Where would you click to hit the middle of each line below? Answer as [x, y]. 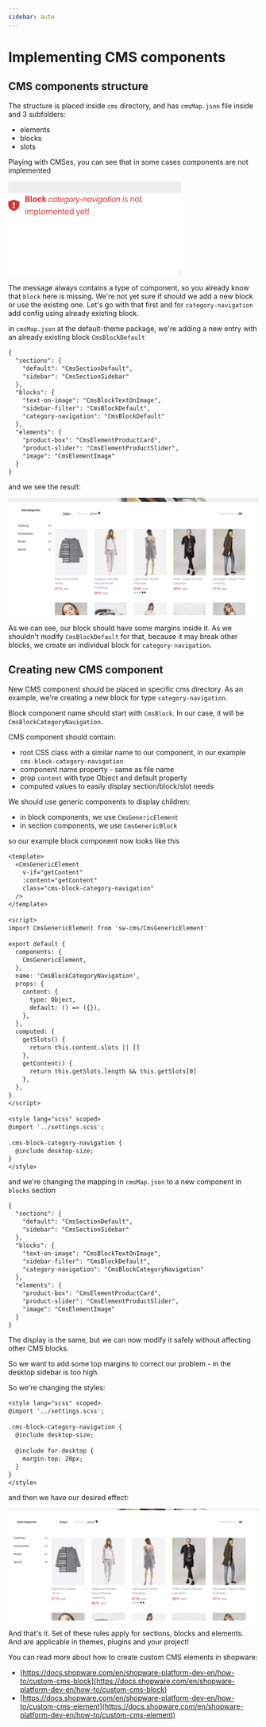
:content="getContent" [60, 880]
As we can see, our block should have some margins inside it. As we [120, 628]
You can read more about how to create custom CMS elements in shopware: [133, 1657]
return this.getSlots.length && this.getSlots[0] [113, 1071]
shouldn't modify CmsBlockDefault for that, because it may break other [123, 636]
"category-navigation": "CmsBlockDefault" [94, 416]
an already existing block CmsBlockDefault [77, 337]
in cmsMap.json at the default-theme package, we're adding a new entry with [133, 328]
